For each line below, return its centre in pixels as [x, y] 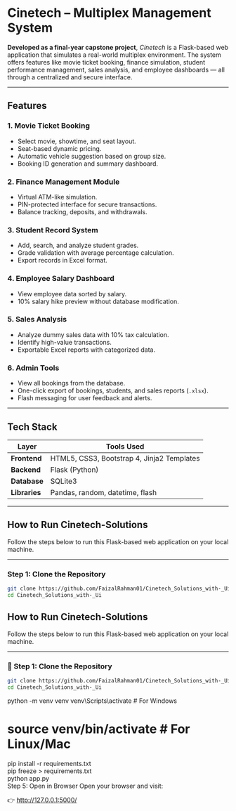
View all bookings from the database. [71, 383]
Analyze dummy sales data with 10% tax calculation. [93, 334]
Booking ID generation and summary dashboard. [88, 164]
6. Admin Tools [33, 368]
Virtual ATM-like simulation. [57, 197]
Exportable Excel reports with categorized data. [86, 350]
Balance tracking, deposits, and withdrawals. [82, 211]
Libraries [26, 492]
